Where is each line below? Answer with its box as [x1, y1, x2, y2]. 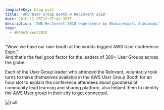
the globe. [5, 60, 26, 65]
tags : [5, 26, 16, 31]
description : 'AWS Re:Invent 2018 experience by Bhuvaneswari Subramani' [5, 21, 161, 26]
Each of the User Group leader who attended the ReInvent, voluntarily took [5, 69, 158, 74]
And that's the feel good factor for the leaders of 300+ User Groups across [5, 54, 159, 60]
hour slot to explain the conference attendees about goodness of [5, 79, 138, 85]
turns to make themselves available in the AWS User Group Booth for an [5, 74, 152, 80]
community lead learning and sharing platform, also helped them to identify [5, 85, 159, 90]
